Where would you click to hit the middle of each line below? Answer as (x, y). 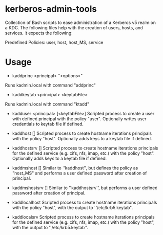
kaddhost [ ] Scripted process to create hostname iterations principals (82, 133)
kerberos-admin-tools (51, 9)
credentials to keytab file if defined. (48, 124)
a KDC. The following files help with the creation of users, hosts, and (74, 27)
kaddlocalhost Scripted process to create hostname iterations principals (84, 202)
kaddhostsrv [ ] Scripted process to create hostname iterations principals (85, 148)
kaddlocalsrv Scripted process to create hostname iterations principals (83, 217)
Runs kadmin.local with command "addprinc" (51, 85)
